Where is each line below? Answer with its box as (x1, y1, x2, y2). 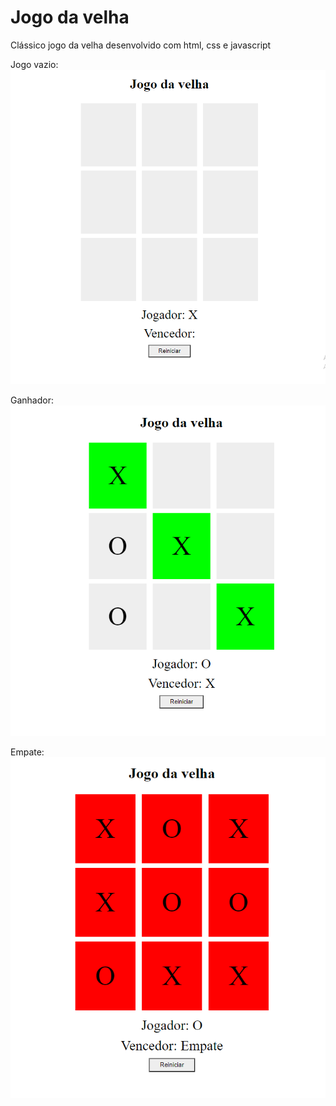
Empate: (10, 746, 45, 758)
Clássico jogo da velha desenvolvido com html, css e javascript (10, 39, 272, 51)
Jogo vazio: (10, 58, 59, 70)
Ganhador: (10, 394, 54, 406)
